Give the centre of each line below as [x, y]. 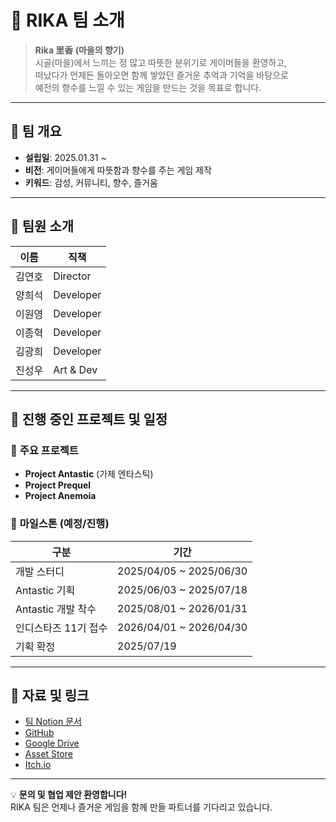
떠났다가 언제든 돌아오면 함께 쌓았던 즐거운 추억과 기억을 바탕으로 [161, 75]
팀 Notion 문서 [53, 722]
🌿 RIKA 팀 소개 [67, 20]
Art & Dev [75, 369]
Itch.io [38, 765]
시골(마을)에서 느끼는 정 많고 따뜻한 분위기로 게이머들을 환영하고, [161, 62]
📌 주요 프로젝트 [44, 450]
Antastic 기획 [45, 590]
